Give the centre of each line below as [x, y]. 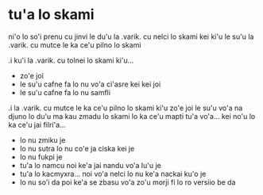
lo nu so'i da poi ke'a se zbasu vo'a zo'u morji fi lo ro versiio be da [128, 182]
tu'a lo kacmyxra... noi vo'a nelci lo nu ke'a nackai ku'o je [113, 174]
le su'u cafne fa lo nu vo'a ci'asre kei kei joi [90, 84]
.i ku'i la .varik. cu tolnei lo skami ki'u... [71, 60]
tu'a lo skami [51, 15]
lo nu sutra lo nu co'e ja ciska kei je [77, 148]
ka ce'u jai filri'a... [37, 124]
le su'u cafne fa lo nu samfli [65, 92]
